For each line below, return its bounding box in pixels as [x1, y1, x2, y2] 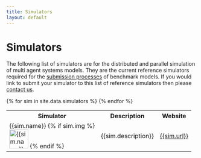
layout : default [6, 14, 47, 21]
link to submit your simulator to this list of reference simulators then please [6, 80, 192, 87]
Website [162, 112, 187, 121]
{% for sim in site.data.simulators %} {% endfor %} [6, 98, 133, 105]
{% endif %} [30, 142, 65, 151]
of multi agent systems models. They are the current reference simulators [6, 67, 190, 74]
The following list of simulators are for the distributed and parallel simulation [6, 60, 196, 68]
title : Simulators [6, 8, 53, 15]
